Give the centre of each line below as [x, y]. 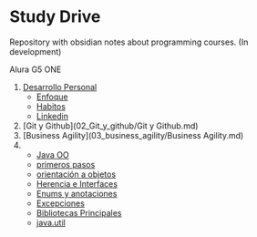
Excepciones [60, 203]
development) [36, 51]
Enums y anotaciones [77, 193]
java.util [51, 222]
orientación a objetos [76, 174]
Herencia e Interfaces [77, 183]
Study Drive [55, 17]
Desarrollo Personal [60, 87]
